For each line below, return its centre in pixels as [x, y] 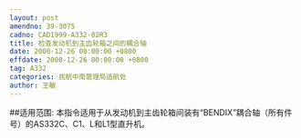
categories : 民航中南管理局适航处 [68, 77]
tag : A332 [28, 69]
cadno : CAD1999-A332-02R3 [58, 34]
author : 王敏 [33, 85]
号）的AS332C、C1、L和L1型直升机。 [80, 123]
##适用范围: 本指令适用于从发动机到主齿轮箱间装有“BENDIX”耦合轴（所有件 [151, 112]
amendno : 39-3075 [42, 26]
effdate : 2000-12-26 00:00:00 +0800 [79, 60]
